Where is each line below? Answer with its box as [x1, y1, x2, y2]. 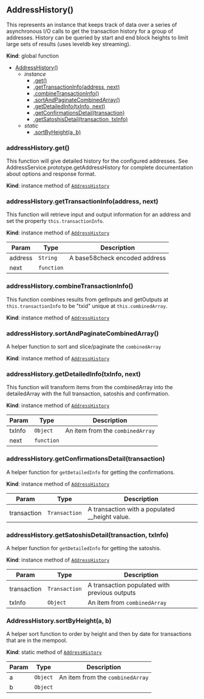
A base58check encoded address [69, 254, 166, 262]
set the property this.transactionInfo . [6, 217, 104, 225]
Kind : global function [6, 52, 59, 60]
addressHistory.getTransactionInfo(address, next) [6, 197, 159, 206]
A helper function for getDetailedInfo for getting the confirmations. [6, 468, 175, 476]
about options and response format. [6, 170, 96, 178]
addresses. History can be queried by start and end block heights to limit [6, 33, 189, 41]
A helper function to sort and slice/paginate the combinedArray [6, 343, 161, 350]
